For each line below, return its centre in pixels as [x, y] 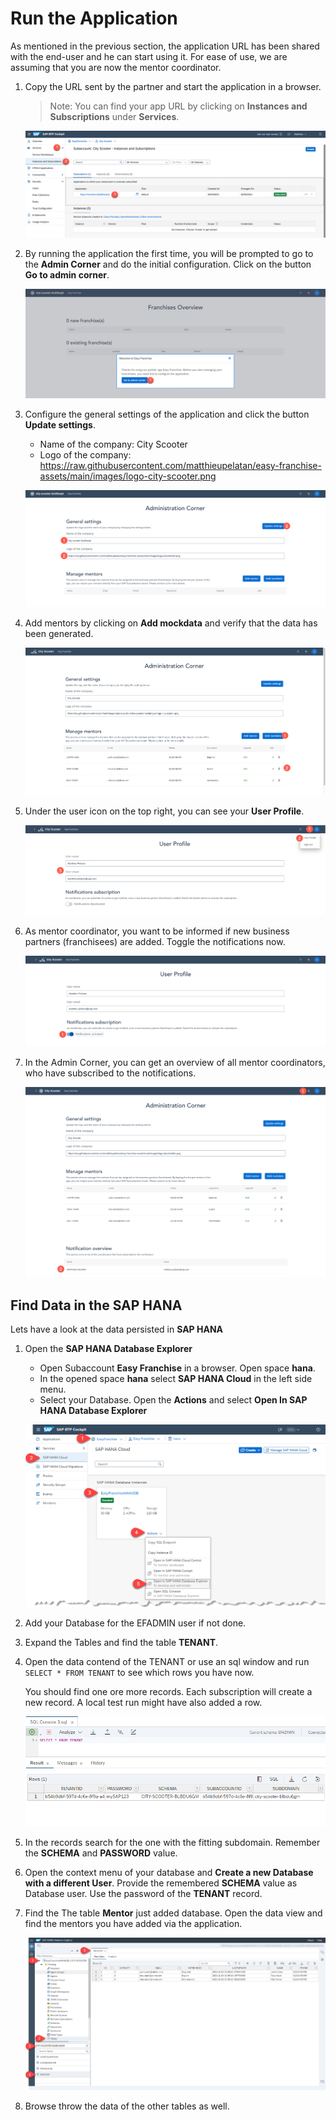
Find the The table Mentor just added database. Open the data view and [173, 1913]
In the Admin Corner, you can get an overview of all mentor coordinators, [175, 1063]
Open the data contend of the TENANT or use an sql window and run [167, 1662]
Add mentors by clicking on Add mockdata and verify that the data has [171, 623]
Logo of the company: [85, 455]
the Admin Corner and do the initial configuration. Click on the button [168, 264]
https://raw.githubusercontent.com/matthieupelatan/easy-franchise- [180, 465]
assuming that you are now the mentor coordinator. [116, 67]
